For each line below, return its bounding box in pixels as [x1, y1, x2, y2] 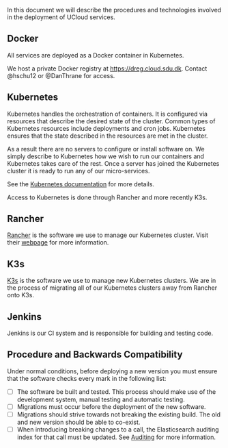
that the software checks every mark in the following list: [7, 374, 167, 382]
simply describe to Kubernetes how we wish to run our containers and [7, 152, 205, 160]
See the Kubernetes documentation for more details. [7, 179, 155, 188]
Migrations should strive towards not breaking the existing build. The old [16, 410, 220, 419]
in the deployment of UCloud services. [7, 13, 116, 21]
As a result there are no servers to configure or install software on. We [7, 145, 205, 153]
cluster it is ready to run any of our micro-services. [7, 166, 150, 175]
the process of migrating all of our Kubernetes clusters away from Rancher [7, 284, 217, 292]
